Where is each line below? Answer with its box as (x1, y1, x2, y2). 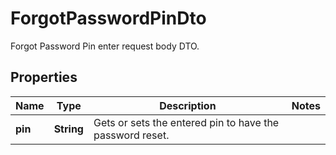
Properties (10, 69, 78, 86)
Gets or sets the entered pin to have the (93, 115, 280, 129)
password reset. (93, 128, 170, 142)
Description (159, 98, 217, 112)
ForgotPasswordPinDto (10, 7, 207, 30)
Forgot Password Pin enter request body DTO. (10, 40, 200, 52)
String (53, 122, 84, 136)
